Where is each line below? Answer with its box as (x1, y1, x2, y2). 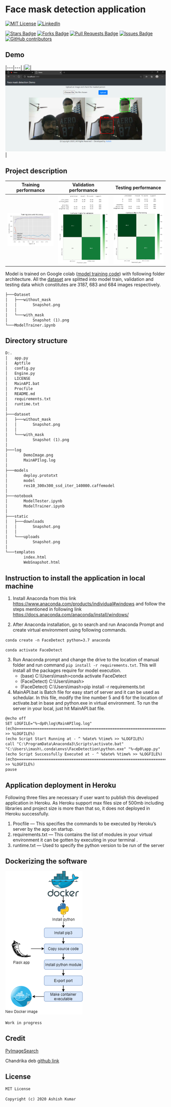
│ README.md (5, 392, 36, 397)
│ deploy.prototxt (5, 473, 58, 478)
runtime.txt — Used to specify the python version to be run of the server (12, 842, 164, 848)
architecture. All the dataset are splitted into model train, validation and (5, 276, 154, 282)
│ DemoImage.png (5, 453, 53, 458)
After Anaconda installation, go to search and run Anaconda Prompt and (12, 621, 164, 628)
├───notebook (5, 494, 33, 499)
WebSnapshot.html (23, 560, 60, 565)
